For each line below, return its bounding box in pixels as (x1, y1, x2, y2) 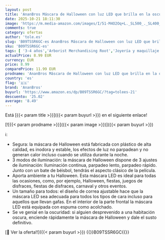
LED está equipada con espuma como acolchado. (12, 204, 113, 210)
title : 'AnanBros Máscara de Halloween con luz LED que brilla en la (5, 12, 151, 17)
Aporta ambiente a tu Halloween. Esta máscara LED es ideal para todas (12, 173, 156, 179)
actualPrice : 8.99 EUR (5, 53, 52, 58)
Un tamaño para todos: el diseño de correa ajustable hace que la (12, 188, 143, 194)
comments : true (5, 26, 36, 30)
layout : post (5, 7, 32, 12)
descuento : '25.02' (5, 94, 45, 99)
